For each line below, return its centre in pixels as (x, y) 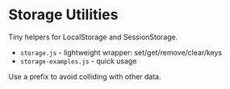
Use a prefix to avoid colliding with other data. (85, 76)
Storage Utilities (63, 15)
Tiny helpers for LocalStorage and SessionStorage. (93, 37)
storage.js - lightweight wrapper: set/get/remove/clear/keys (121, 52)
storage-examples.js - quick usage (78, 61)
